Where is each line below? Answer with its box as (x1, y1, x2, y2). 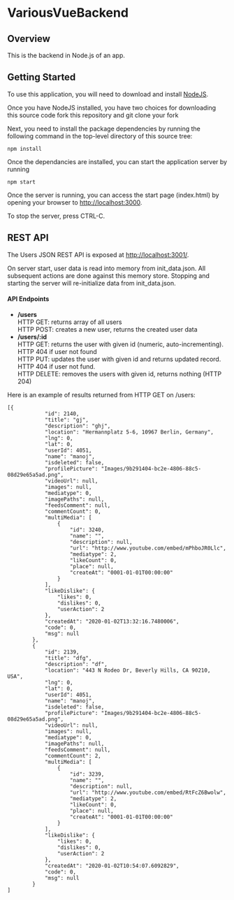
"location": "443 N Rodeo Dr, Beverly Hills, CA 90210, (44, 667, 211, 674)
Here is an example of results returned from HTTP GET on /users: (7, 390, 196, 399)
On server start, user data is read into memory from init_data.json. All (7, 264, 206, 272)
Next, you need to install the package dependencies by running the (7, 124, 201, 133)
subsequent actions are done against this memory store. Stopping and (7, 271, 210, 280)
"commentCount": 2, (44, 752, 101, 759)
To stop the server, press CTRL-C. (7, 212, 105, 220)
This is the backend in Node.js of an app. (7, 51, 126, 59)
